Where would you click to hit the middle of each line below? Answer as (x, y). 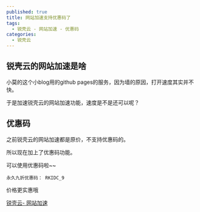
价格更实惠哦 (22, 190)
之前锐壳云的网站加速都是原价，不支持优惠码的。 (67, 139)
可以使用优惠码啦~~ (31, 165)
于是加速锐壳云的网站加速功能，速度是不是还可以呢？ (73, 102)
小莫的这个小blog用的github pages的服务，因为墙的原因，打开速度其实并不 (100, 82)
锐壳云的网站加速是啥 (46, 67)
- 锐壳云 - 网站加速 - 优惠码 (45, 29)
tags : (13, 23)
